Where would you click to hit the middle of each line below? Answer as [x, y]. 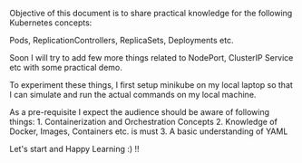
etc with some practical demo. [66, 67]
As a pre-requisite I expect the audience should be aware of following [140, 112]
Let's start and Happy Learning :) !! [74, 149]
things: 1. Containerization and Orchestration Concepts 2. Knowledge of [144, 122]
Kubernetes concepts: [51, 23]
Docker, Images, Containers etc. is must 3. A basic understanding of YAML [149, 131]
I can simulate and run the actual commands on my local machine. [133, 95]
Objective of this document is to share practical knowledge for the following [151, 13]
